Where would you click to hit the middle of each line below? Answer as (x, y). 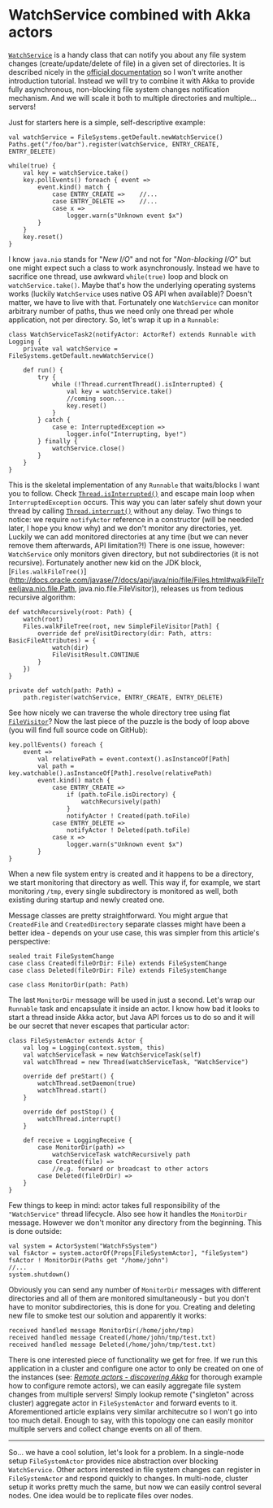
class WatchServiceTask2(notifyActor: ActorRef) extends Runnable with (132, 334)
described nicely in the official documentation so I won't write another (126, 72)
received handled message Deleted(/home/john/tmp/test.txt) (113, 1345)
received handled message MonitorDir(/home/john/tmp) (102, 1330)
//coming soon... (96, 399)
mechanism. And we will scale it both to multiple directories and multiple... (132, 98)
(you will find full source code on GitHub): (78, 730)
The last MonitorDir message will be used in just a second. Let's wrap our (132, 1000)
